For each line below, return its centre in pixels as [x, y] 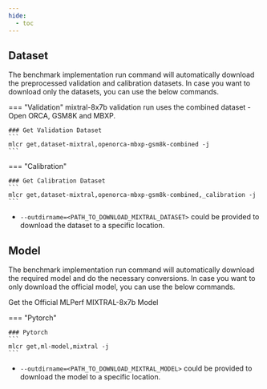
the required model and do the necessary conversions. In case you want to [132, 279]
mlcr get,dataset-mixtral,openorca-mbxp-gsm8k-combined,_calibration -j [132, 195]
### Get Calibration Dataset [57, 181]
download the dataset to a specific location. [92, 226]
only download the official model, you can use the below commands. [122, 287]
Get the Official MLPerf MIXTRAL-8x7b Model [83, 303]
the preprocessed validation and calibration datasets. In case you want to [129, 83]
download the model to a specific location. [90, 377]
